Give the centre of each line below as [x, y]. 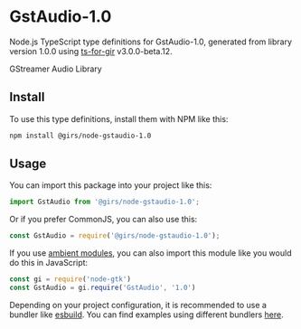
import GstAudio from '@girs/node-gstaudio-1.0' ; [105, 202]
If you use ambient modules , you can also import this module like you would [150, 253]
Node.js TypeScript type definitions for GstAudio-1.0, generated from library [150, 42]
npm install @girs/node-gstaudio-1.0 [80, 136]
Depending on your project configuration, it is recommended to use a [138, 305]
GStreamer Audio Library [56, 69]
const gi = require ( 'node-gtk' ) [70, 279]
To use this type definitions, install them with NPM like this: [119, 118]
